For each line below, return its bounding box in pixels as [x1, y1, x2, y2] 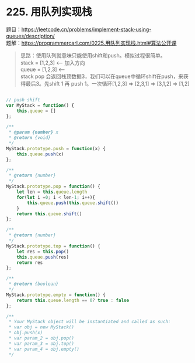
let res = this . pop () [16, 249, 69, 255]
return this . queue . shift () [16, 211, 82, 217]
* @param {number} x [8, 130, 59, 135]
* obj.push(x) [8, 330, 43, 336]
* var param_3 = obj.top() [8, 341, 75, 347]
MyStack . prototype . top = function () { [6, 243, 100, 249]
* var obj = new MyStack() [8, 324, 75, 330]
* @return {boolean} [8, 281, 59, 287]
